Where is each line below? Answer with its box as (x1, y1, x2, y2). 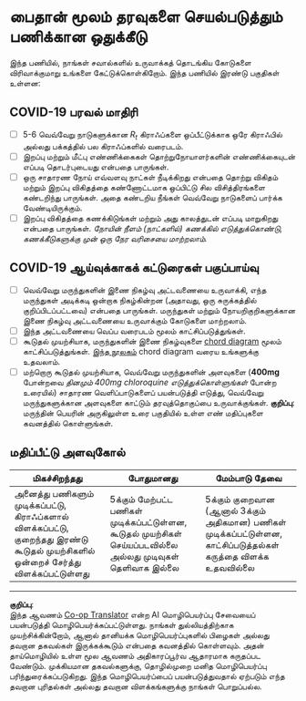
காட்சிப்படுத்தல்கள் (204, 538, 280, 551)
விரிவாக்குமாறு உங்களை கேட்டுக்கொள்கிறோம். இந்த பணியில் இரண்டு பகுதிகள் (9, 67, 280, 78)
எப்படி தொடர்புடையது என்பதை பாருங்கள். (22, 161, 169, 172)
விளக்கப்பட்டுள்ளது (14, 567, 90, 580)
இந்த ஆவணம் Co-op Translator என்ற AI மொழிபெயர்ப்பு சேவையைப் (9, 609, 256, 620)
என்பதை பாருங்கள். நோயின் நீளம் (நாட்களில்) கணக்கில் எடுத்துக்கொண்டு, (22, 222, 283, 233)
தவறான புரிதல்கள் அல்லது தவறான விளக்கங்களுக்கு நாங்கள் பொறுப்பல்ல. (9, 681, 262, 692)
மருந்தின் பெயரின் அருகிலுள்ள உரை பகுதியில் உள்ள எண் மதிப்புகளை (22, 407, 264, 418)
